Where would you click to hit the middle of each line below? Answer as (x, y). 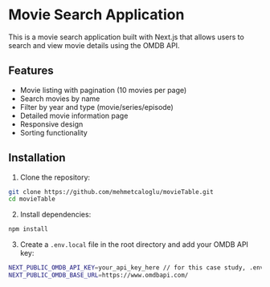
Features (31, 71)
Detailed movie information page (74, 115)
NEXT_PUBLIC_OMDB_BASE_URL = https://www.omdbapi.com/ (98, 275)
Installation (37, 158)
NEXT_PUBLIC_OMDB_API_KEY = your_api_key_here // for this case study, (127, 268)
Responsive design (51, 124)
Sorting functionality (54, 132)
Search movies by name (60, 99)
